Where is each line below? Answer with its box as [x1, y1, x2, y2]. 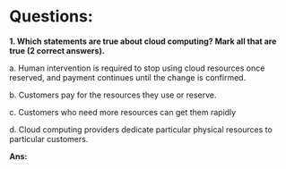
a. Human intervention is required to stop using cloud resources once [9, 63, 265, 73]
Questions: [9, 6, 94, 27]
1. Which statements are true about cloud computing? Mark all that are [9, 36, 277, 46]
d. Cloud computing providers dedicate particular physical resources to [9, 123, 273, 135]
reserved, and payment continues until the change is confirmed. [9, 72, 247, 82]
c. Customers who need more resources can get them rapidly [9, 106, 237, 117]
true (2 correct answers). [9, 45, 105, 55]
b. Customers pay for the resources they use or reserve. [9, 89, 217, 100]
